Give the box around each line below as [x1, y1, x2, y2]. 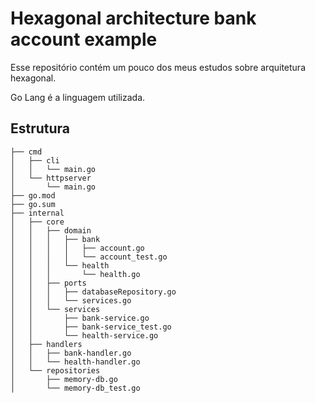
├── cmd [10, 147, 43, 157]
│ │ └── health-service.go [10, 330, 159, 341]
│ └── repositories [10, 365, 101, 376]
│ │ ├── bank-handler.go [10, 348, 132, 358]
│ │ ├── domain [10, 225, 92, 236]
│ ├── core [10, 217, 65, 227]
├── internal [10, 208, 65, 218]
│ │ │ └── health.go [10, 269, 141, 279]
